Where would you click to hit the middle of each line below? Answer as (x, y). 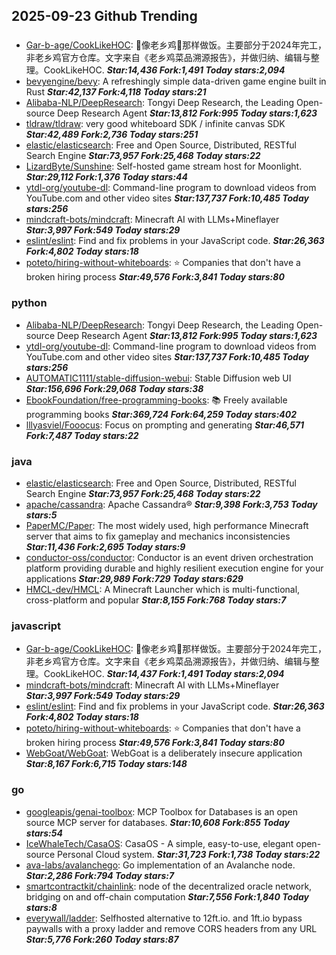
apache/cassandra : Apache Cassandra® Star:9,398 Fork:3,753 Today (171, 504)
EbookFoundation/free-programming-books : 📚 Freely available (156, 400)
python (29, 303)
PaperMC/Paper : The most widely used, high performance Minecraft (167, 525)
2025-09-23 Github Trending (104, 16)
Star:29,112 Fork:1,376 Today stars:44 (107, 177)
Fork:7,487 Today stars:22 (82, 435)
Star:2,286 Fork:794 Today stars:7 (100, 875)
